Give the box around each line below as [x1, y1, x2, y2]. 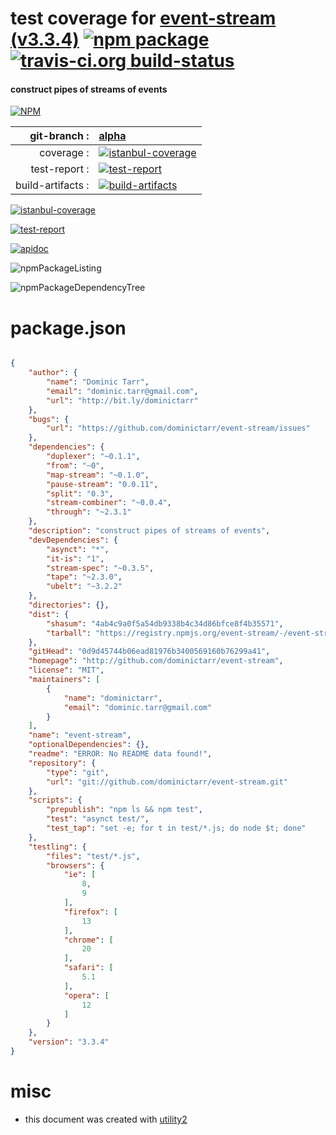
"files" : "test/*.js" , [46, 851, 141, 861]
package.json [10, 317, 127, 339]
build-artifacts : [15, 178, 90, 192]
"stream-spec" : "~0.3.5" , [46, 563, 155, 573]
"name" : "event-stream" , [28, 730, 132, 741]
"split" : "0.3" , [46, 488, 114, 499]
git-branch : [29, 129, 90, 143]
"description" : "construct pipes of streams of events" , [28, 526, 271, 536]
